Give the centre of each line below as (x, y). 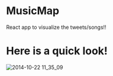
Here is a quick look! (57, 51)
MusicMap (33, 11)
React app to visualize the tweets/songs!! (56, 27)
